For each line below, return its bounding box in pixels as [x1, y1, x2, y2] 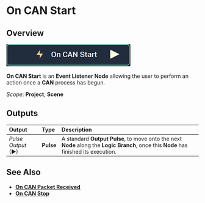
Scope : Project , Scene [6, 91, 64, 98]
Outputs [6, 108, 38, 119]
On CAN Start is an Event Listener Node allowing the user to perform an [6, 72, 189, 80]
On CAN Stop [15, 190, 50, 197]
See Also [6, 167, 41, 177]
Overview [6, 28, 45, 38]
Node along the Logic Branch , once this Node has [61, 141, 188, 149]
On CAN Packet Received [15, 183, 81, 190]
